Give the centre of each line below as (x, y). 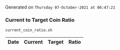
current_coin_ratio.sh (29, 30)
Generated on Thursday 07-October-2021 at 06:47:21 (60, 7)
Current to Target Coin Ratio (40, 20)
